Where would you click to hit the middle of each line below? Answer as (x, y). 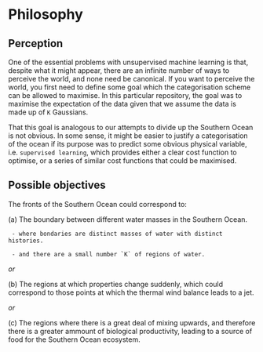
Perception (36, 44)
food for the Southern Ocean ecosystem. (74, 339)
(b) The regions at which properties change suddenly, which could (116, 284)
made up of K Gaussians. (48, 112)
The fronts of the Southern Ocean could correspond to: (97, 204)
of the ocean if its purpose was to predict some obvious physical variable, (128, 144)
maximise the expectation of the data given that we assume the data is (122, 104)
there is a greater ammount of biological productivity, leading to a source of (130, 331)
